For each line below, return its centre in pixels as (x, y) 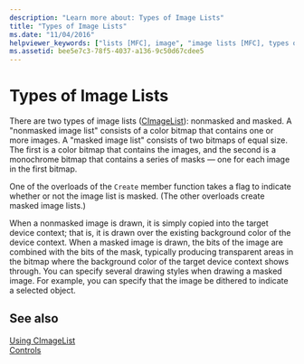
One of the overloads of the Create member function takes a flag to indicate (151, 187)
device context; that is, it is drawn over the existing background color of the (150, 233)
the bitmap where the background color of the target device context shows (149, 262)
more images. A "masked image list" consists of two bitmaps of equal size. (148, 140)
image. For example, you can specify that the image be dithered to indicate (149, 281)
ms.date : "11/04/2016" (52, 34)
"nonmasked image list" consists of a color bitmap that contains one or (142, 131)
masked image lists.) (47, 206)
